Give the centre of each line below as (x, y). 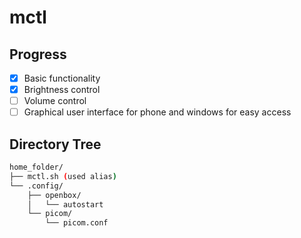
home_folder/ (36, 167)
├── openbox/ (54, 195)
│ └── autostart (65, 204)
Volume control (55, 101)
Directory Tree (55, 144)
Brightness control (62, 90)
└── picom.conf (77, 223)
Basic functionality (62, 78)
